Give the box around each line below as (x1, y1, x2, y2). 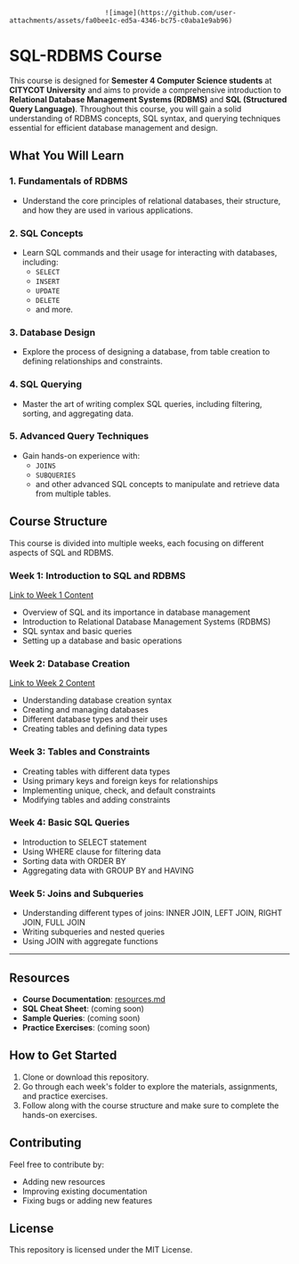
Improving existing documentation (21, 1186, 148, 1196)
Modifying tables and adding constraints (21, 794, 171, 805)
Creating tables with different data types (21, 766, 171, 777)
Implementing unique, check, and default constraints (21, 785, 216, 795)
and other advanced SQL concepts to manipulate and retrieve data (35, 478, 280, 489)
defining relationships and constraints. (21, 356, 163, 367)
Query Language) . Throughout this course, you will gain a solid (9, 103, 242, 114)
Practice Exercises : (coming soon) (21, 1022, 150, 1032)
